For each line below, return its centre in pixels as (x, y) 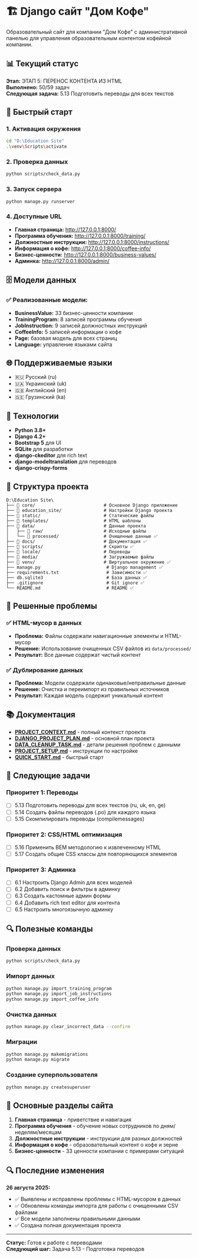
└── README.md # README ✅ (70, 588)
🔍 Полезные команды (49, 929)
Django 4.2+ (30, 437)
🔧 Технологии (32, 416)
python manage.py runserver (41, 202)
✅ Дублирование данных (45, 670)
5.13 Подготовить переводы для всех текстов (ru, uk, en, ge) (90, 805)
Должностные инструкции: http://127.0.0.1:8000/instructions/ (92, 242)
